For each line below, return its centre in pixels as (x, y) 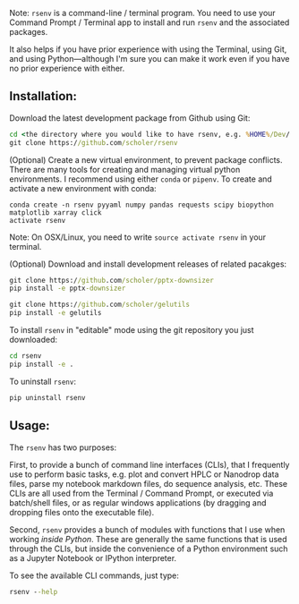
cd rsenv (26, 356)
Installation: (43, 96)
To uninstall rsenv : (43, 381)
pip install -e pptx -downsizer (68, 289)
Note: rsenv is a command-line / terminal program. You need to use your (142, 13)
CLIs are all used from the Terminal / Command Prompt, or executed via (141, 493)
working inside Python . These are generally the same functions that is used (149, 539)
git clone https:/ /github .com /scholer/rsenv (94, 142)
